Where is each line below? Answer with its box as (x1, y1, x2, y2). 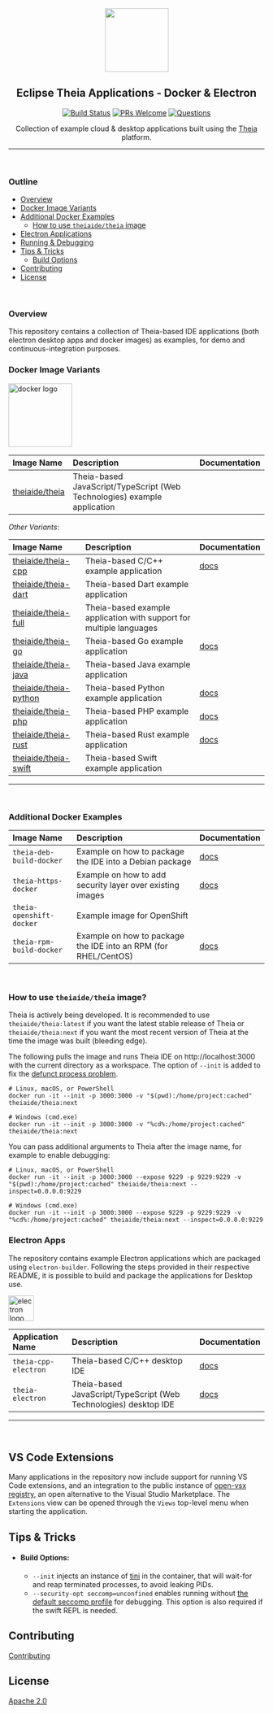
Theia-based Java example (84, 659, 191, 670)
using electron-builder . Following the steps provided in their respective (8, 1262, 250, 1272)
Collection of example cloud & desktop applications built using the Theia (15, 124, 258, 133)
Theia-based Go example (84, 635, 184, 646)
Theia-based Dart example (84, 578, 189, 589)
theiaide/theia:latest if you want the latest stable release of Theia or (8, 1019, 245, 1029)
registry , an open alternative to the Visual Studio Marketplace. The (8, 1490, 230, 1499)
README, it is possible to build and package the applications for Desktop (8, 1270, 253, 1280)
